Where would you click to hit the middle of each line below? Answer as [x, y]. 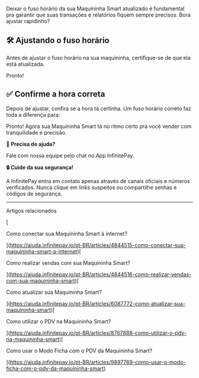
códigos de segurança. [34, 193]
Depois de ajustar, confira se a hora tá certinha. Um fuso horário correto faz [99, 108]
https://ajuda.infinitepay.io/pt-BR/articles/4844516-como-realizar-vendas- [100, 274]
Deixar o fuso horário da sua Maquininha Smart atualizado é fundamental [95, 9]
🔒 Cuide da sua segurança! [40, 167]
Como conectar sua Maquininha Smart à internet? [67, 233]
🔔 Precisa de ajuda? [31, 144]
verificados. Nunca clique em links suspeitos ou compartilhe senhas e [92, 187]
